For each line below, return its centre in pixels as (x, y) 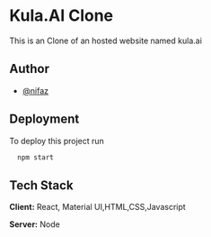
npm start (35, 157)
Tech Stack (41, 185)
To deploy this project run (57, 141)
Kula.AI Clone (62, 16)
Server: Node (35, 224)
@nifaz (35, 90)
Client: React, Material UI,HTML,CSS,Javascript (97, 207)
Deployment (44, 119)
